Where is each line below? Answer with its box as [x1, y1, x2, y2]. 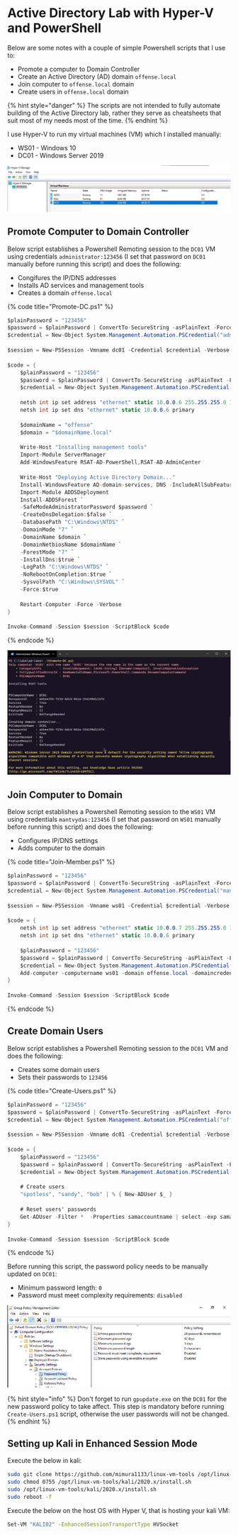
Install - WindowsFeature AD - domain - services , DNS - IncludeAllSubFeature [20, 481, 236, 489]
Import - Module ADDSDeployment [20, 489, 110, 496]
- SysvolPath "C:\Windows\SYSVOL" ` [20, 579, 125, 586]
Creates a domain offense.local [17, 289, 113, 297]
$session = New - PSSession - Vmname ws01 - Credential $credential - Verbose [7, 902, 230, 909]
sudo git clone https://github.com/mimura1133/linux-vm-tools [7, 1471, 195, 1478]
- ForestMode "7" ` [20, 548, 74, 556]
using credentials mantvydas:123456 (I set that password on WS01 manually [7, 815, 222, 824]
